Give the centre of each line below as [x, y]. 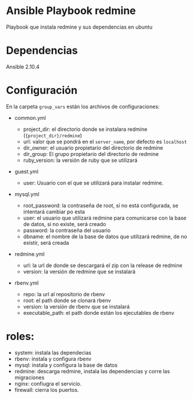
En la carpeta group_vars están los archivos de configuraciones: [83, 106]
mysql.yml [27, 194]
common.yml [30, 117]
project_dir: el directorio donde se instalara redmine [85, 129]
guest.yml [27, 171]
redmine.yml [29, 254]
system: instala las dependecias [53, 352]
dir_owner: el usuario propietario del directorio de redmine [93, 148]
